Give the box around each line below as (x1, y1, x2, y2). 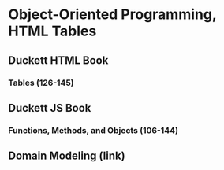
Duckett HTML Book (8, 54, 109, 67)
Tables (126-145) (8, 77, 75, 88)
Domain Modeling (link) (8, 150, 125, 163)
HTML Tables (8, 22, 97, 40)
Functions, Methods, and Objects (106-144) (8, 124, 179, 135)
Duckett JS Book (8, 101, 91, 115)
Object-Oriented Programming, (8, 6, 217, 24)
